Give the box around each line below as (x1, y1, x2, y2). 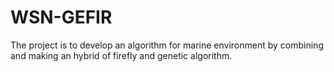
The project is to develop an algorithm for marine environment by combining (10, 39, 324, 51)
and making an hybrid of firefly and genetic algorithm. (10, 49, 233, 61)
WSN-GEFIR (10, 6, 113, 29)
